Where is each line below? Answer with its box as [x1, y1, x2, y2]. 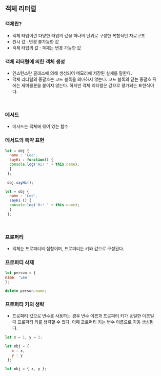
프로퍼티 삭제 [5, 259, 34, 266]
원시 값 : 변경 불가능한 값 [12, 39, 60, 44]
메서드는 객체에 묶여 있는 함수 [12, 124, 68, 130]
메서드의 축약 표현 [5, 137, 45, 144]
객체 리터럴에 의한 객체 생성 [5, 58, 65, 65]
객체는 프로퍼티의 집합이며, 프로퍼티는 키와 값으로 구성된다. [12, 246, 124, 252]
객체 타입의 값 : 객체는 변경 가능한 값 [12, 44, 81, 50]
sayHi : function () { [9, 157, 54, 162]
